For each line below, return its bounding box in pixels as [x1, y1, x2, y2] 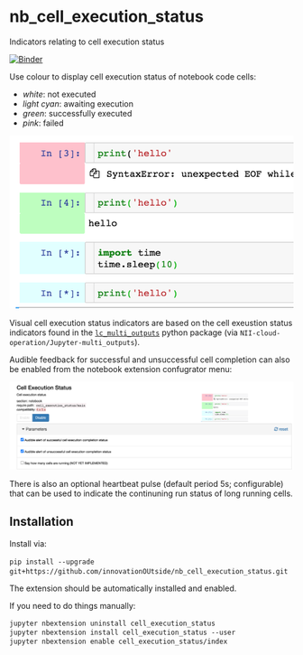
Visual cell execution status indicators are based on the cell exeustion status [9, 317, 293, 328]
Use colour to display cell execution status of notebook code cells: [9, 70, 257, 82]
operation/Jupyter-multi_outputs [9, 338, 135, 347]
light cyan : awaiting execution [22, 98, 133, 109]
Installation [9, 514, 74, 529]
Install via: [9, 538, 47, 548]
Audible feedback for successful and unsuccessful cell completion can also [9, 354, 290, 365]
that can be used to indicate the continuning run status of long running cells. [9, 488, 293, 499]
